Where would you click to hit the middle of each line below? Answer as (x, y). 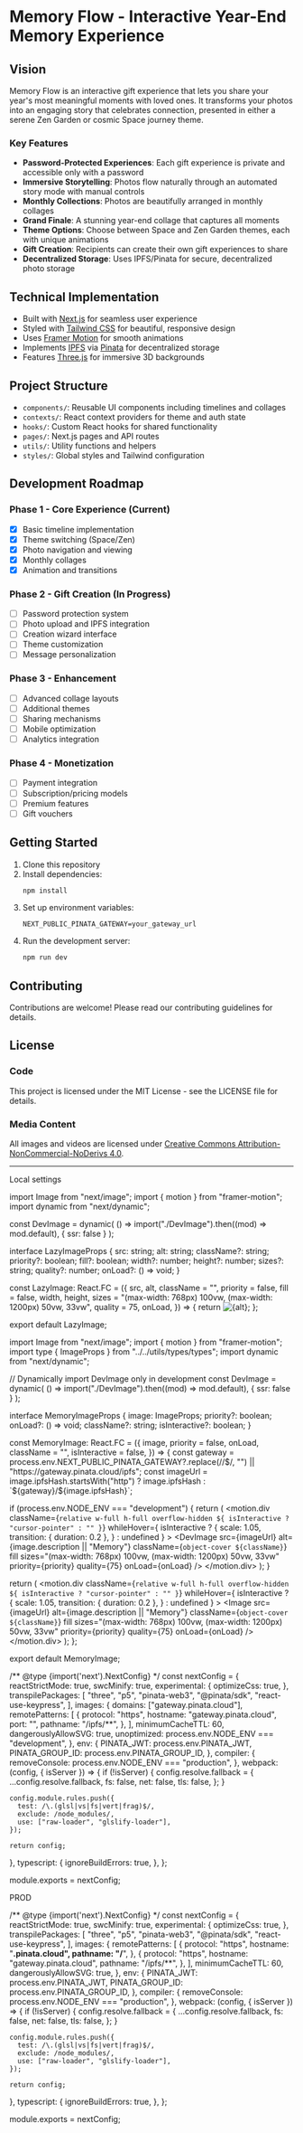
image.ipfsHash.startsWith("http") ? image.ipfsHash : (107, 1481)
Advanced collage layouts (70, 698)
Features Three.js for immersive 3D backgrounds (113, 357)
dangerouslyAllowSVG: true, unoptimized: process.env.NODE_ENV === (142, 1734)
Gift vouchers (48, 813)
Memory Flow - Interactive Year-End (148, 17)
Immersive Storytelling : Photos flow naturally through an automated (150, 182)
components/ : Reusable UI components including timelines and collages (154, 407)
